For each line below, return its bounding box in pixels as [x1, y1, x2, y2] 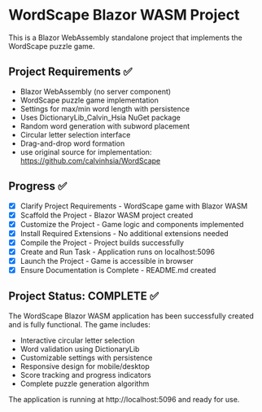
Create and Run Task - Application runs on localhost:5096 [20, 247, 216, 256]
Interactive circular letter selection [20, 335, 136, 345]
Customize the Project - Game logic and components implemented [20, 219, 244, 229]
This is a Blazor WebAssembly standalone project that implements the [8, 33, 242, 42]
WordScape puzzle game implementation [20, 95, 159, 105]
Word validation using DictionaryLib [20, 344, 140, 353]
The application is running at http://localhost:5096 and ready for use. [8, 394, 240, 404]
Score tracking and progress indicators [20, 370, 152, 379]
